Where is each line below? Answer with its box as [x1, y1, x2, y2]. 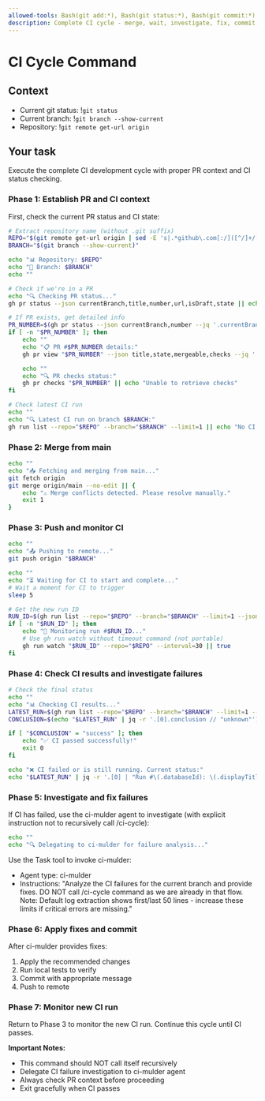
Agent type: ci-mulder [19, 870, 92, 880]
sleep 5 [8, 591, 34, 599]
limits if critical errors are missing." [19, 904, 132, 913]
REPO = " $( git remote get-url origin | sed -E [8, 234, 157, 242]
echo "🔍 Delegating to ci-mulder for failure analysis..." [8, 841, 209, 848]
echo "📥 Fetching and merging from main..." [8, 466, 159, 474]
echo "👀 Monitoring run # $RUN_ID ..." [22, 627, 147, 635]
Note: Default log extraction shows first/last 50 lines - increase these [19, 895, 244, 904]
